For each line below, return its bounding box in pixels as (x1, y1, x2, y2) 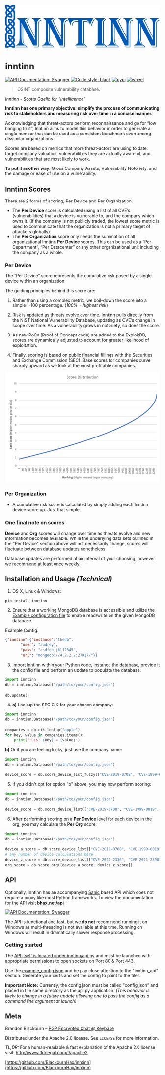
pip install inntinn (5, 598, 48, 603)
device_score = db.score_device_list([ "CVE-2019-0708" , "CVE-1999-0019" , (5, 807, 160, 812)
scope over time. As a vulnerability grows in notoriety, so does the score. (12, 323, 160, 329)
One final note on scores (5, 519, 65, 526)
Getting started (5, 941, 43, 948)
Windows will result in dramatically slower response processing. (5, 929, 135, 935)
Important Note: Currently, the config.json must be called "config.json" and (5, 982, 159, 988)
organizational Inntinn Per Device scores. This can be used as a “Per (12, 239, 151, 245)
